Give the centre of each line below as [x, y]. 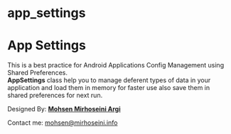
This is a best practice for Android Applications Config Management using [116, 65]
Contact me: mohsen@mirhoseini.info [63, 123]
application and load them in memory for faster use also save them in [109, 88]
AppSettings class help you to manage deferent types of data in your [109, 80]
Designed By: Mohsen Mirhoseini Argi [64, 109]
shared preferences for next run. [55, 95]
